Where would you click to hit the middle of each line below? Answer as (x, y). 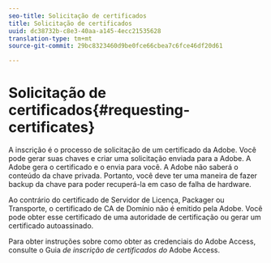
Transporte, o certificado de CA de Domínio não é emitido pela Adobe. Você (135, 209)
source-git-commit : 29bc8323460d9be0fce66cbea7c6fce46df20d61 (116, 46)
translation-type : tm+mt (50, 38)
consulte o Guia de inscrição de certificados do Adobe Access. (114, 250)
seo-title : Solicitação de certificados (78, 16)
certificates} (52, 127)
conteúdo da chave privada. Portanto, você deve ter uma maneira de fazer (133, 176)
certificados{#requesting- (99, 110)
